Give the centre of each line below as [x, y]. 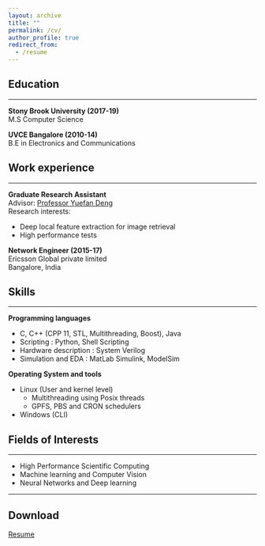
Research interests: [39, 211]
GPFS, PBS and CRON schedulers [86, 406]
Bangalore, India [35, 267]
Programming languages [50, 318]
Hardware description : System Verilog [82, 351]
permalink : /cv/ [35, 30]
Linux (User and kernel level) [66, 389]
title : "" [24, 23]
